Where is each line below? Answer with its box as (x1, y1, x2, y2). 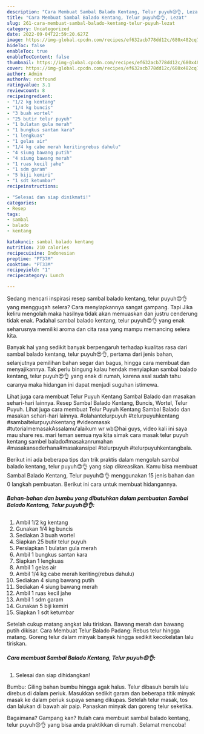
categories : (7, 200, 37, 206)
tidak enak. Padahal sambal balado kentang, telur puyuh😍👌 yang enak (7, 317, 185, 324)
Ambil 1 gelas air (15, 563, 57, 571)
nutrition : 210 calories (7, 244, 70, 251)
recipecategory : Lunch (7, 273, 64, 279)
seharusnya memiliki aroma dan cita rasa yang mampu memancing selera (7, 326, 190, 333)
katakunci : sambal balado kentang (7, 239, 94, 245)
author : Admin (7, 71, 43, 77)
